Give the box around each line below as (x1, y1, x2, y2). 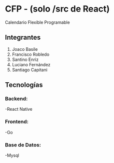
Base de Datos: (5, 141, 41, 148)
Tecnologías (5, 81, 43, 89)
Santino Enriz (12, 57, 39, 62)
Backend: (5, 95, 28, 102)
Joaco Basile (12, 46, 38, 52)
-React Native (5, 106, 33, 112)
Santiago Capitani (12, 67, 47, 73)
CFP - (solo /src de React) (5, 3, 110, 15)
